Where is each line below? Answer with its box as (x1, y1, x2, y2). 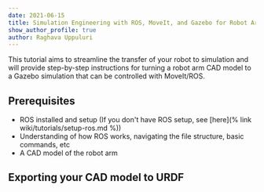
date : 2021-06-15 (8, 11, 65, 20)
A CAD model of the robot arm (19, 148, 118, 158)
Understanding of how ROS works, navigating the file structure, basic (19, 132, 244, 141)
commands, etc (19, 140, 71, 150)
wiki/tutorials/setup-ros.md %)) (19, 123, 122, 133)
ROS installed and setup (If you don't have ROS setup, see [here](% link (19, 115, 252, 125)
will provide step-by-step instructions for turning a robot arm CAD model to (8, 63, 251, 73)
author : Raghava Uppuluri (8, 33, 93, 42)
